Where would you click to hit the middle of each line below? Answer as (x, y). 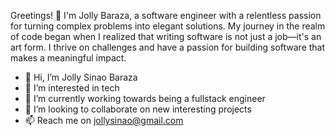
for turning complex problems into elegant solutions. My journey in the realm (168, 26)
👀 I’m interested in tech (72, 88)
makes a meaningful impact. (68, 58)
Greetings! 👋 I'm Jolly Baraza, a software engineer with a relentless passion (166, 15)
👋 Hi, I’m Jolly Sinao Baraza (81, 77)
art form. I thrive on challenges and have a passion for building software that (168, 47)
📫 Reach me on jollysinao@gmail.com (104, 120)
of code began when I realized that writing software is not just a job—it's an (166, 36)
